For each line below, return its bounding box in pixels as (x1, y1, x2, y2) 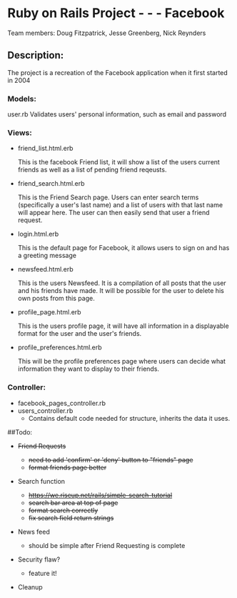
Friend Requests (17, 442, 66, 450)
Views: (7, 127, 32, 137)
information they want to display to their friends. (17, 364, 159, 373)
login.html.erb (17, 230, 59, 239)
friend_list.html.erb (17, 144, 74, 153)
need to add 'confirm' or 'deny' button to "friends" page (28, 455, 193, 464)
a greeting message (17, 251, 77, 260)
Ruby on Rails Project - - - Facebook (7, 5, 225, 21)
